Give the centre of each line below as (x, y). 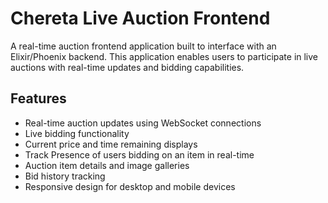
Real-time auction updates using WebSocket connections (143, 123)
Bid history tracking (65, 176)
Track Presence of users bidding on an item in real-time (139, 154)
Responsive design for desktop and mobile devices (130, 186)
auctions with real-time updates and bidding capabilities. (127, 67)
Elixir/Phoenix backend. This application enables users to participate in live (164, 56)
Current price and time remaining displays (111, 144)
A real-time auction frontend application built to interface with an (143, 46)
